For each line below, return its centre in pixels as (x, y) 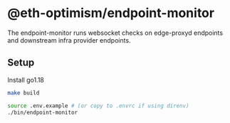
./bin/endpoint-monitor (43, 112)
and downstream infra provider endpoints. (69, 40)
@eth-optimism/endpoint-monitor (111, 13)
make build (23, 93)
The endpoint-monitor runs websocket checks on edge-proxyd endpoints (115, 33)
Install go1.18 (26, 80)
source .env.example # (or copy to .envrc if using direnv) (99, 106)
